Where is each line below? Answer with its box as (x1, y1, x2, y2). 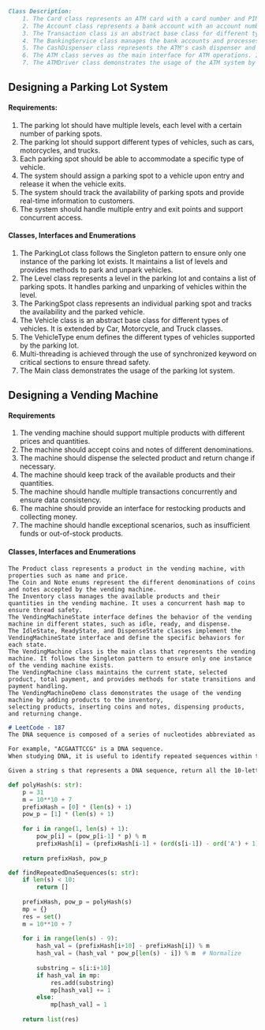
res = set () (22, 912, 62, 920)
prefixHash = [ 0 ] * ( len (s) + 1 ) (22, 803, 132, 811)
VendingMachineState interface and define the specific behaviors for (8, 633, 245, 641)
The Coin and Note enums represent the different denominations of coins (8, 578, 256, 586)
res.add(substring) (50, 979, 114, 987)
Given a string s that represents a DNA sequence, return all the (8, 767, 231, 775)
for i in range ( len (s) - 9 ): (22, 934, 118, 943)
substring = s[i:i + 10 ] (36, 964, 111, 972)
